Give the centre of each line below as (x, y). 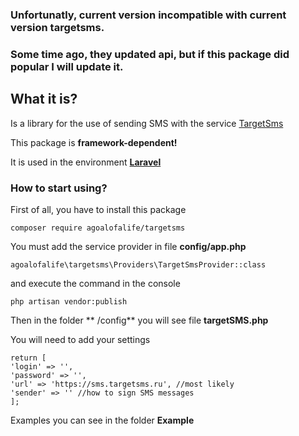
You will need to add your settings (80, 339)
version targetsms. (57, 27)
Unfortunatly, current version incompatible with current (148, 15)
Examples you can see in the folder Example (102, 420)
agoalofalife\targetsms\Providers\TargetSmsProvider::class (138, 264)
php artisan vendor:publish (69, 301)
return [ (28, 358)
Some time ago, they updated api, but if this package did (150, 54)
